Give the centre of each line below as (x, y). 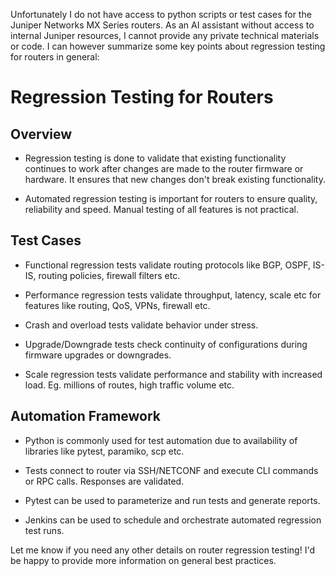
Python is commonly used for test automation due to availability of (161, 440)
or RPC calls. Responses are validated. (104, 481)
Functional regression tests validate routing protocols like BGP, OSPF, (167, 265)
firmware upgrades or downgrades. (98, 355)
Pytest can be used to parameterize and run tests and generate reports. (172, 500)
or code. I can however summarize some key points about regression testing (168, 46)
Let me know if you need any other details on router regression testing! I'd (162, 550)
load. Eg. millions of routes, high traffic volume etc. (129, 385)
